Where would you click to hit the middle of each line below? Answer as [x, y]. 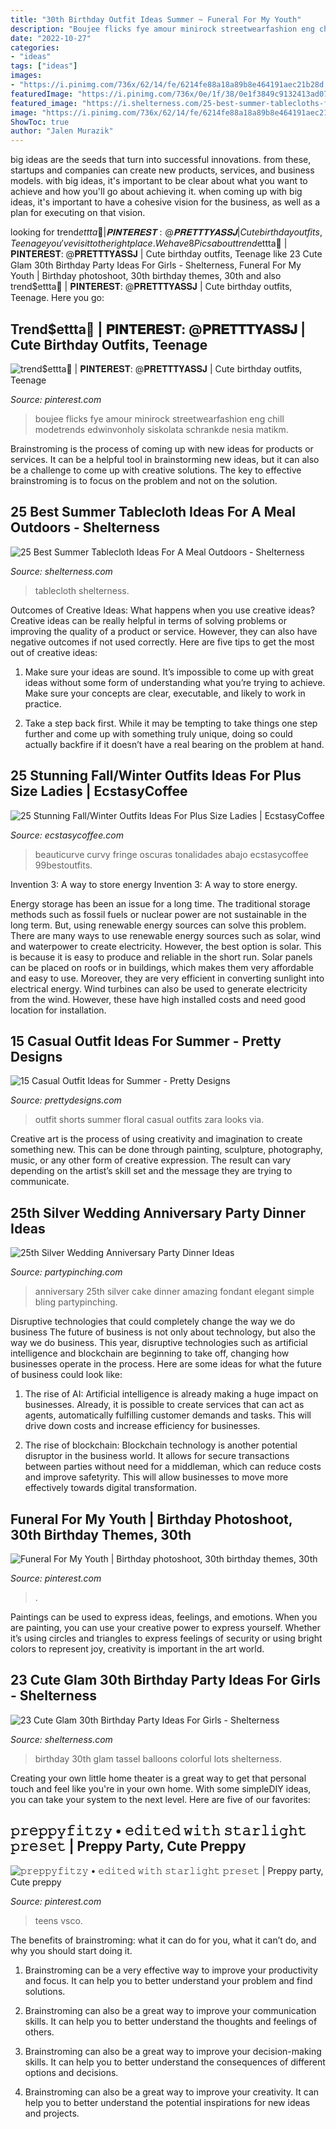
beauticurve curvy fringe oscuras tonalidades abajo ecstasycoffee [171, 854]
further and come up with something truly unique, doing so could [158, 733]
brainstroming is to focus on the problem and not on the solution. [144, 480]
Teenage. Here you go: [57, 298]
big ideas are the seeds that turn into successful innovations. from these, [161, 160]
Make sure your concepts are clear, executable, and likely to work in [165, 693]
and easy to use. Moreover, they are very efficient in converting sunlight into [167, 978]
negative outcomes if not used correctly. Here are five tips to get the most [162, 642]
